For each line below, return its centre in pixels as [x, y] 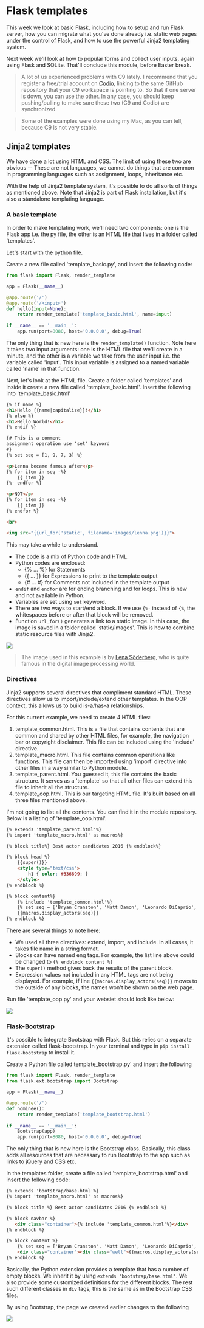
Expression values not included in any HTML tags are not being [94, 975]
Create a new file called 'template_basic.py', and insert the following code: [99, 265]
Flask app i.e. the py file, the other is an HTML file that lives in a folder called [102, 234]
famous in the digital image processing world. [78, 663]
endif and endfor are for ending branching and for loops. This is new [101, 589]
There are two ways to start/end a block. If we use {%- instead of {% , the [105, 608]
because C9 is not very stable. [59, 127]
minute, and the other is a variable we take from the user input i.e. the [93, 356]
